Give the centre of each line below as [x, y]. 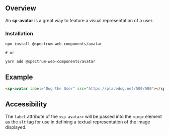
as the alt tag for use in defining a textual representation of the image [78, 122]
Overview [21, 8]
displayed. [16, 127]
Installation [19, 33]
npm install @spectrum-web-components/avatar [54, 44]
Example [19, 77]
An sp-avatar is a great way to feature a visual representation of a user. [79, 20]
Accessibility [26, 105]
